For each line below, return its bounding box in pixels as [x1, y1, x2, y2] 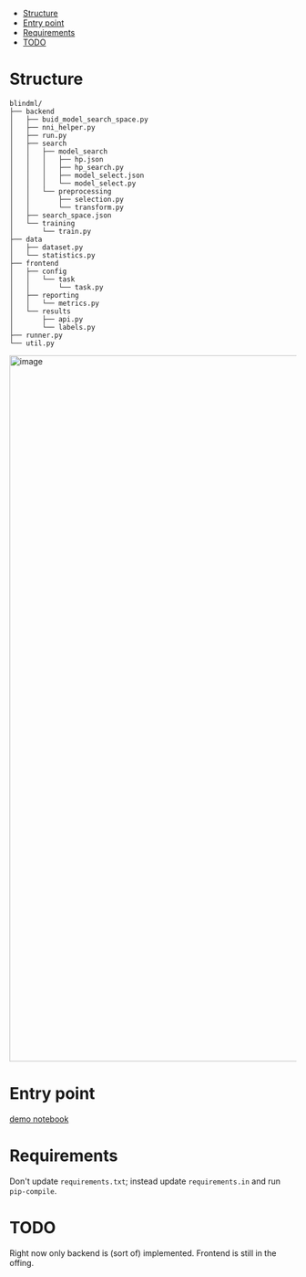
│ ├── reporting [9, 290, 79, 300]
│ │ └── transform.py [9, 203, 125, 212]
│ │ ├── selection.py [9, 195, 125, 204]
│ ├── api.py [9, 314, 84, 323]
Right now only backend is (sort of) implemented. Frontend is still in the [9, 1247, 277, 1259]
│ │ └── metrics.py [9, 299, 100, 308]
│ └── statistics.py [9, 250, 96, 259]
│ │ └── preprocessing [9, 186, 112, 195]
